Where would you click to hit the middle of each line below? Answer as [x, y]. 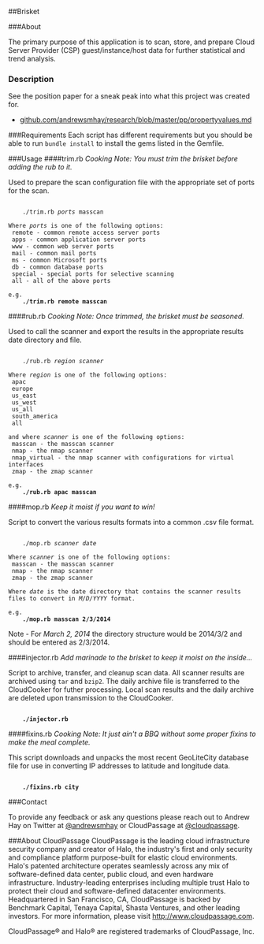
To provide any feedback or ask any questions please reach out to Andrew [129, 817]
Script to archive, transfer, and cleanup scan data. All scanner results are [126, 673]
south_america [35, 417]
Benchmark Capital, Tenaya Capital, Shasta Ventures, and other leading [124, 908]
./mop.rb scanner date [59, 544]
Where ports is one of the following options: [86, 226]
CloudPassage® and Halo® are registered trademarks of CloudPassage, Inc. [131, 931]
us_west [24, 403]
